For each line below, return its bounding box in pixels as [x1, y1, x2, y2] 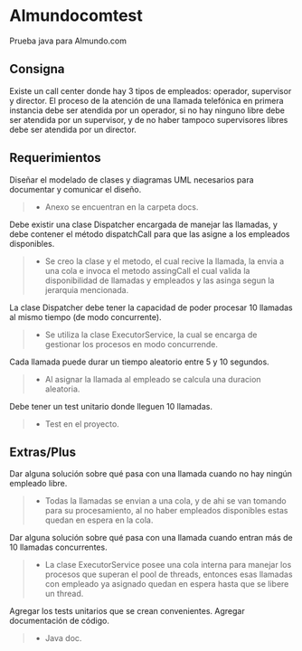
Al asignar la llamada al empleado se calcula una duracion [44, 373, 261, 384]
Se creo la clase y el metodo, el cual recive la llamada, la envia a [44, 255, 285, 267]
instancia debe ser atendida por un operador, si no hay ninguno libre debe [9, 105, 285, 116]
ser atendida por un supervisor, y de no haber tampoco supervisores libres [9, 114, 288, 125]
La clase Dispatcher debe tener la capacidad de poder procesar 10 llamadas [9, 302, 293, 313]
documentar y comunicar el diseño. [9, 184, 142, 194]
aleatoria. [44, 383, 80, 394]
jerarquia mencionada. [44, 284, 129, 295]
